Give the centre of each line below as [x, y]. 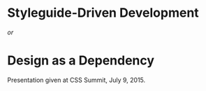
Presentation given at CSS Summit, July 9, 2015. [76, 80]
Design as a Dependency [81, 61]
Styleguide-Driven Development [103, 13]
